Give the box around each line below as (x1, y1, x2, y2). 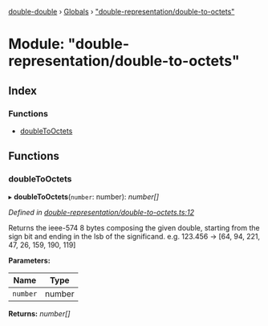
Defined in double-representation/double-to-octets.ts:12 (8, 207, 195, 217)
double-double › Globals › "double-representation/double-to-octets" (8, 7, 235, 16)
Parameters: (8, 255, 51, 265)
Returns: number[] (8, 308, 71, 318)
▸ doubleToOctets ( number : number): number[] (8, 192, 159, 202)
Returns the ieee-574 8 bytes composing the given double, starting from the (8, 222, 260, 232)
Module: (8, 35, 65, 53)
